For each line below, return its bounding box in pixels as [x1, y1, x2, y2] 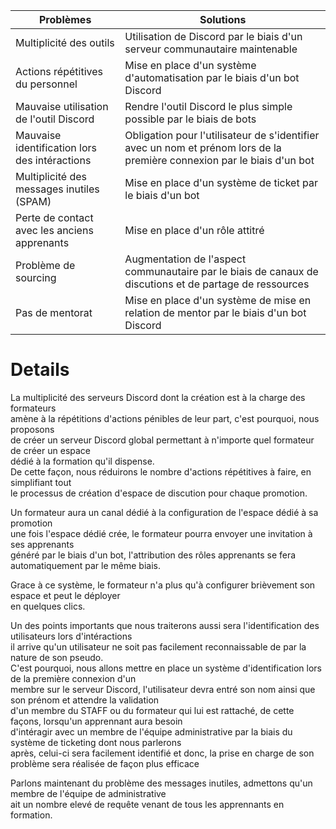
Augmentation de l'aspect [124, 252, 247, 266]
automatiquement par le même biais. [10, 559, 161, 571]
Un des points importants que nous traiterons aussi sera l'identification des [10, 619, 320, 631]
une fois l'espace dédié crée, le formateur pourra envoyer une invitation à [10, 527, 313, 539]
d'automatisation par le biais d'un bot [124, 71, 300, 84]
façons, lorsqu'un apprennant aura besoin [10, 715, 183, 727]
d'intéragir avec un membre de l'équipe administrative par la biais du [10, 725, 293, 738]
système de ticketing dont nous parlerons [10, 736, 182, 748]
